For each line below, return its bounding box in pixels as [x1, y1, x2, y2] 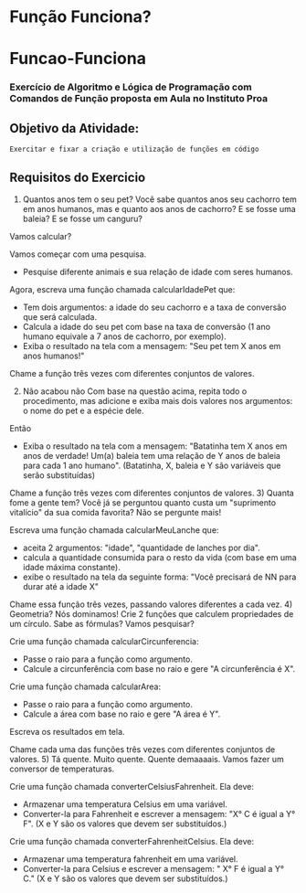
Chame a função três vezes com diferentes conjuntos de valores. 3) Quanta [9, 487, 294, 498]
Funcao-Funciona [9, 48, 146, 69]
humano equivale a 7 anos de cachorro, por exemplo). [22, 331, 227, 342]
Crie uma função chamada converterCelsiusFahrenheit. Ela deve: [9, 781, 254, 792]
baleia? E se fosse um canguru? [22, 213, 143, 224]
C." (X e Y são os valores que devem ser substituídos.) [22, 873, 228, 884]
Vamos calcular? [9, 230, 72, 241]
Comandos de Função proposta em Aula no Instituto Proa [9, 92, 268, 105]
